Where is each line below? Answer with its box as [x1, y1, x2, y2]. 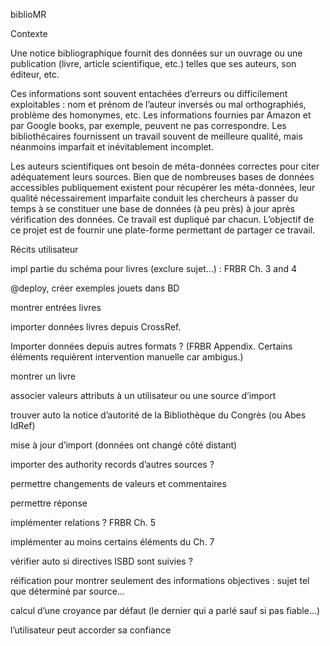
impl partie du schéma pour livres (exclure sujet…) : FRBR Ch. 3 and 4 [10, 263, 297, 274]
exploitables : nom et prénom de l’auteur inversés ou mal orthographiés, [10, 99, 307, 110]
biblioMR [10, 9, 47, 20]
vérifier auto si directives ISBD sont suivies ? [10, 555, 193, 567]
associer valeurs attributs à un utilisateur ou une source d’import [10, 390, 277, 401]
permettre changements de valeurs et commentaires [10, 478, 227, 489]
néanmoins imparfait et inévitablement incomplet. [10, 141, 215, 153]
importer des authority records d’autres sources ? [10, 459, 215, 470]
